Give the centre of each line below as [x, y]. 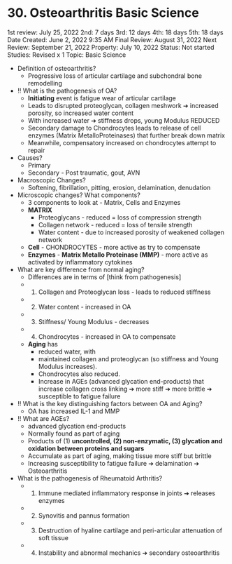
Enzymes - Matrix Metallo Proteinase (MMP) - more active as [118, 255]
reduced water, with [67, 351]
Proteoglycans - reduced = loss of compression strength [120, 217]
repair [36, 150]
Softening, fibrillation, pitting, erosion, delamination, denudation [119, 187]
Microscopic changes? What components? [79, 195]
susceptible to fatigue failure [79, 396]
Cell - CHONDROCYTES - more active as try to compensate [114, 247]
